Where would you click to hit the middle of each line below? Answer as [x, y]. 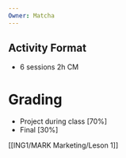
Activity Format [48, 48]
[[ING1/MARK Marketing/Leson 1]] [63, 145]
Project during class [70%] [63, 121]
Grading [35, 99]
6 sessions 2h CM [49, 67]
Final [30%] [39, 130]
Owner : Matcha [32, 16]
